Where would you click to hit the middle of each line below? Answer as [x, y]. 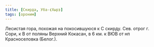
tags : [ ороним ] [21, 14]
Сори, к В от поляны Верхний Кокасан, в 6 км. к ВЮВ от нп [68, 34]
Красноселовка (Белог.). [31, 39]
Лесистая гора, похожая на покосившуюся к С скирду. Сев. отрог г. [77, 28]
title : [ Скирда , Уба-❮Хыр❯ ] [34, 10]
